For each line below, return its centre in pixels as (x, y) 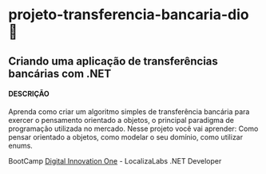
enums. (21, 145)
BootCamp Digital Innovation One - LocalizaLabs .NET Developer (115, 160)
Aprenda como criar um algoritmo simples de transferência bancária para (129, 111)
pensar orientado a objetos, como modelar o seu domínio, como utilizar (126, 136)
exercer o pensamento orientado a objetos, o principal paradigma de (121, 120)
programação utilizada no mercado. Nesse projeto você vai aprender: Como (133, 129)
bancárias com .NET (60, 73)
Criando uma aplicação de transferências (113, 61)
